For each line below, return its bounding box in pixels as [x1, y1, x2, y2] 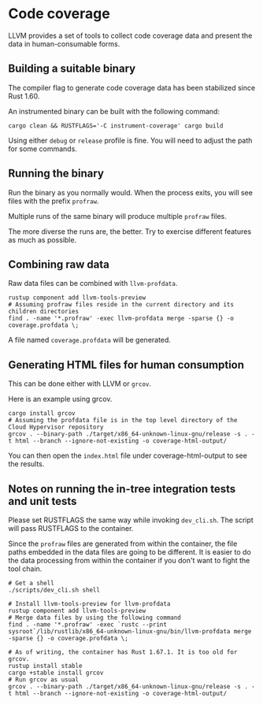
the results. [8, 459, 45, 469]
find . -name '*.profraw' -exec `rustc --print [8, 621, 168, 629]
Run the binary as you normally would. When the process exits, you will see [8, 187, 254, 197]
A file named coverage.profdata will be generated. [8, 336, 172, 345]
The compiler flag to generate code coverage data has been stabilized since [8, 83, 256, 92]
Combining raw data [8, 258, 110, 271]
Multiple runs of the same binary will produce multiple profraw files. [8, 211, 227, 221]
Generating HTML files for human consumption [8, 358, 245, 371]
